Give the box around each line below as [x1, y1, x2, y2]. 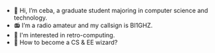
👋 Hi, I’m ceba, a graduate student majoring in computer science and [13, 7, 208, 14]
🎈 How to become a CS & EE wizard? [13, 38, 118, 46]
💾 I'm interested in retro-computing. [13, 31, 115, 39]
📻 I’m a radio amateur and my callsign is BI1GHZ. [13, 21, 153, 29]
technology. [13, 14, 48, 22]
